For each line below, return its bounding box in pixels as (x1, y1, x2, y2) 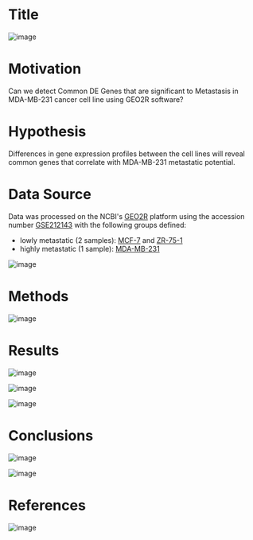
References (8, 496, 86, 515)
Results (8, 341, 60, 359)
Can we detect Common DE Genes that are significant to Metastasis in (8, 86, 239, 96)
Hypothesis (8, 123, 87, 141)
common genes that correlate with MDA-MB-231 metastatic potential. (8, 157, 236, 166)
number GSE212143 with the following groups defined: (8, 220, 187, 229)
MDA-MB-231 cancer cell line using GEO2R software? (8, 94, 185, 104)
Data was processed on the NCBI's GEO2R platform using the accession (8, 211, 245, 221)
